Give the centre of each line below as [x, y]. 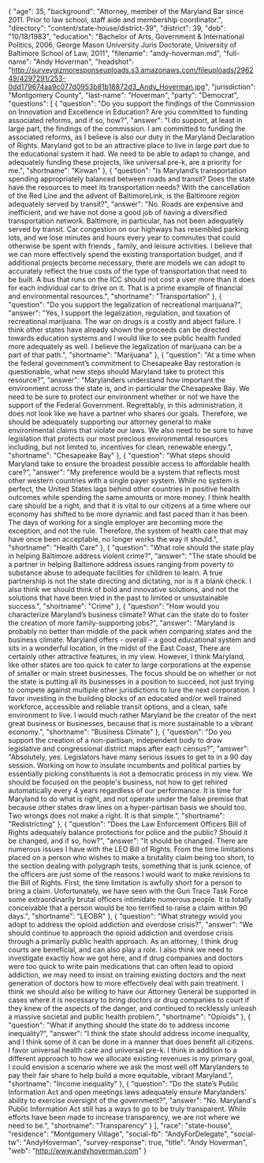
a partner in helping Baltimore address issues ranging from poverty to [121, 564]
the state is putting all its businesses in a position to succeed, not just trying [131, 682]
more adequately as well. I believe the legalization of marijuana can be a [125, 347]
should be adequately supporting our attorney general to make [110, 422]
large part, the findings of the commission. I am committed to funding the [127, 129]
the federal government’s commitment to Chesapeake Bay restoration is [125, 363]
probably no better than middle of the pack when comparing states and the [130, 631]
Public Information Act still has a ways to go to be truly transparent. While [127, 1109]
